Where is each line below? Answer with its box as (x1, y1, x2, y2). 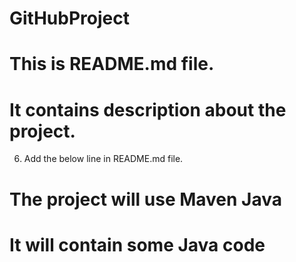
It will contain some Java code (9, 233, 266, 256)
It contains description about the (9, 98, 287, 121)
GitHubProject (9, 7, 130, 30)
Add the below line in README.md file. (23, 153, 184, 165)
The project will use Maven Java (9, 188, 283, 211)
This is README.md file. (9, 53, 215, 76)
